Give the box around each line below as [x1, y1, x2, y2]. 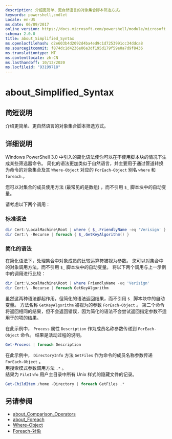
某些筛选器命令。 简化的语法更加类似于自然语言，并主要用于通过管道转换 [9, 160, 164, 166]
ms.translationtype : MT [5, 50, 56, 55]
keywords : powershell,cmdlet [5, 12, 68, 17]
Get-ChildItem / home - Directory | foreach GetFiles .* [5, 381, 125, 387]
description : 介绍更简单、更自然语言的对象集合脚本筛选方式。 [5, 7, 123, 13]
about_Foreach [12, 416, 45, 423]
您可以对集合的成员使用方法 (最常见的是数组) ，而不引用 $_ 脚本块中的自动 [5, 184, 162, 190]
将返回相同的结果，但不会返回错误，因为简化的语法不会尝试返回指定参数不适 [5, 308, 167, 315]
